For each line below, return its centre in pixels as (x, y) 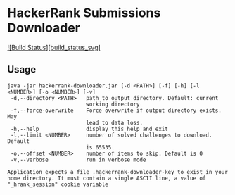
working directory (113, 104)
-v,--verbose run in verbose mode (78, 160)
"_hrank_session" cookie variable (58, 184)
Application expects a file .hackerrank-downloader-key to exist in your (118, 172)
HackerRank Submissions (84, 13)
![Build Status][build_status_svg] (54, 47)
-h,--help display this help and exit (89, 129)
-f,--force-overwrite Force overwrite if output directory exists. (116, 111)
